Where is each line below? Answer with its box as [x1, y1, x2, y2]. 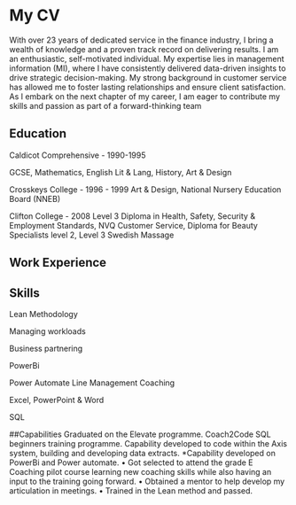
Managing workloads [9, 325, 86, 337]
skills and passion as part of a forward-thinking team [9, 100, 202, 111]
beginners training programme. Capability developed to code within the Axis [9, 438, 288, 448]
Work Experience [9, 255, 107, 270]
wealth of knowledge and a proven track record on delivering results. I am [9, 43, 279, 54]
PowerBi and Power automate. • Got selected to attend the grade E [9, 457, 254, 468]
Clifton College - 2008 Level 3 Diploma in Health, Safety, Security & [9, 210, 255, 221]
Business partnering [9, 343, 83, 353]
